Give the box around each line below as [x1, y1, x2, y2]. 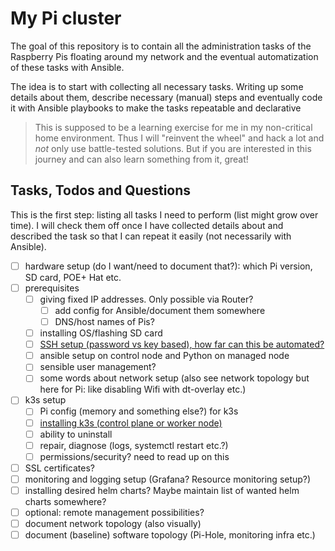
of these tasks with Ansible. [10, 61, 125, 73]
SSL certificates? [24, 462, 95, 474]
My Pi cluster [10, 7, 122, 30]
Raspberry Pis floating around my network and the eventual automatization [10, 50, 319, 62]
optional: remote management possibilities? [24, 506, 205, 518]
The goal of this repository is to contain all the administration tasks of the [10, 40, 312, 52]
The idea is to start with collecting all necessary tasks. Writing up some [10, 80, 304, 92]
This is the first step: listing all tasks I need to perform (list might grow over [10, 208, 319, 221]
